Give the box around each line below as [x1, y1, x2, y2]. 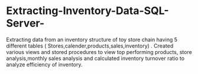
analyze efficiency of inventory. [6, 60, 83, 68]
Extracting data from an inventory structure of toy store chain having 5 [6, 36, 177, 43]
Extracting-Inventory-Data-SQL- [6, 4, 170, 18]
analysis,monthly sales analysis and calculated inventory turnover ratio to [6, 55, 185, 62]
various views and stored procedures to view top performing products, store [6, 48, 192, 55]
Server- [6, 16, 45, 30]
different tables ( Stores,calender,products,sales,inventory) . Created [6, 42, 174, 49]
